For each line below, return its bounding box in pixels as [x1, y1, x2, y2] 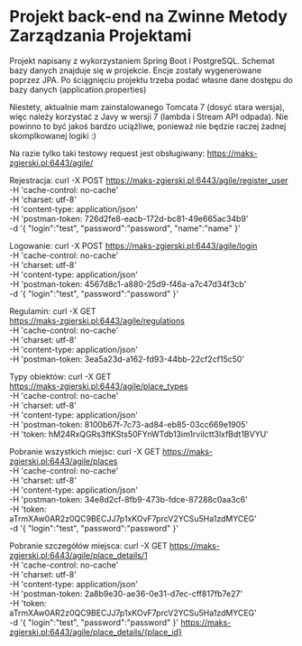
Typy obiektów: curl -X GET [9, 371, 112, 382]
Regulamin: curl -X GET [9, 305, 96, 317]
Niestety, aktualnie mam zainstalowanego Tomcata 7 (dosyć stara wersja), [9, 101, 286, 112]
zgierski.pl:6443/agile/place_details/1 [9, 549, 148, 560]
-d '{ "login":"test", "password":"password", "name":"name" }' [9, 223, 241, 234]
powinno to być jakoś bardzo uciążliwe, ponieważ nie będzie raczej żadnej [9, 120, 287, 132]
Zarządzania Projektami [9, 25, 192, 46]
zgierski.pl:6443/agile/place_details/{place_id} [9, 626, 182, 637]
